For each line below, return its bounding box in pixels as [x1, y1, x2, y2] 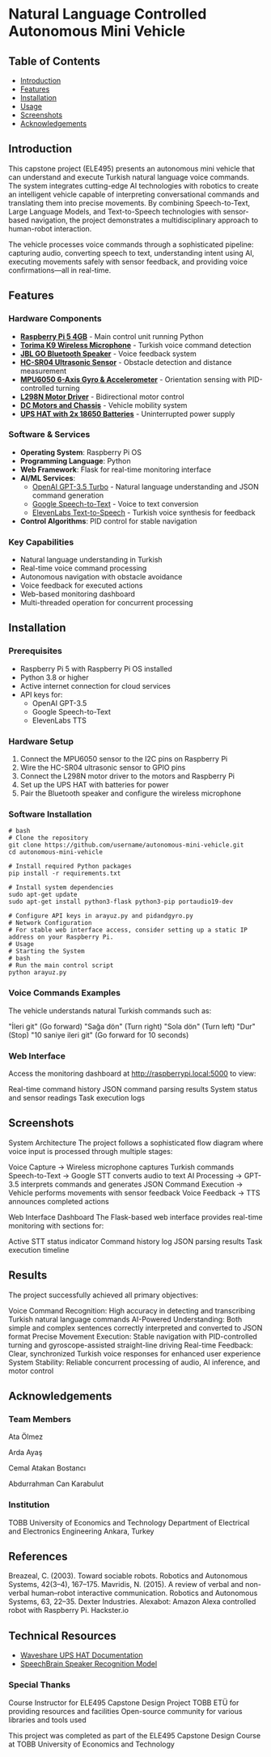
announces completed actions [8, 1196, 109, 1206]
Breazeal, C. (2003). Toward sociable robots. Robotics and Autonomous [8, 1571, 248, 1581]
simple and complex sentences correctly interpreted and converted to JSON [8, 1322, 263, 1332]
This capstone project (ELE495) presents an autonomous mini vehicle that [8, 163, 256, 173]
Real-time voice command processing [19, 563, 147, 573]
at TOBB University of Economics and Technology [8, 1739, 176, 1749]
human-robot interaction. [8, 223, 92, 233]
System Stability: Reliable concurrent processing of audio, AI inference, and [8, 1357, 260, 1367]
